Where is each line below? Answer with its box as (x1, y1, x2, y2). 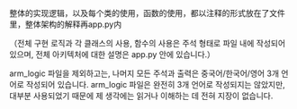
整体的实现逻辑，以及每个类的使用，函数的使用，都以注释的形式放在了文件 (9, 8, 285, 18)
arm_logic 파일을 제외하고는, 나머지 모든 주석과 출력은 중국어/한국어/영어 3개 (9, 68, 280, 79)
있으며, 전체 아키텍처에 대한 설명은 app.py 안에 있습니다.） (9, 49, 216, 60)
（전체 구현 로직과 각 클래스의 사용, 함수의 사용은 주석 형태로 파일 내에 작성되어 (9, 38, 286, 48)
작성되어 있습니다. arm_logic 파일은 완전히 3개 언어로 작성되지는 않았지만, (25, 80, 285, 89)
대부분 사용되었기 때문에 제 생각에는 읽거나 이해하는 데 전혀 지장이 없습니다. (9, 90, 274, 101)
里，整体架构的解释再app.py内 (9, 19, 122, 29)
